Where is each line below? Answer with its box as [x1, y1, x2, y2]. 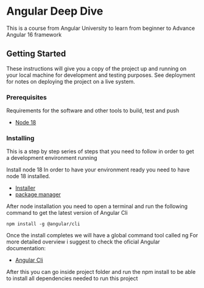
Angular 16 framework [6, 31, 62, 38]
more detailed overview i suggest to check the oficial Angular [6, 238, 160, 245]
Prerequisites [6, 93, 47, 101]
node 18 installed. [6, 173, 51, 180]
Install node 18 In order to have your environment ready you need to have [6, 166, 190, 173]
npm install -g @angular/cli [6, 221, 80, 227]
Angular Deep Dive [6, 4, 104, 18]
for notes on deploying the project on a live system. [6, 77, 135, 85]
